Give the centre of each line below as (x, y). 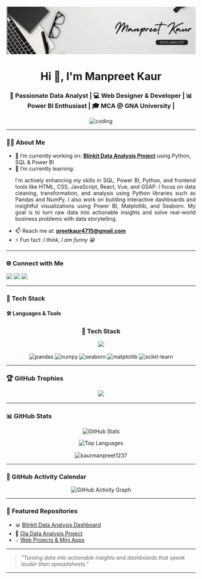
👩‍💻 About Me (26, 142)
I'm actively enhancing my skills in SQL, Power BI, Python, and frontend (105, 180)
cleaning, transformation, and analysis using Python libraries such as (105, 193)
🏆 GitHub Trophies (35, 378)
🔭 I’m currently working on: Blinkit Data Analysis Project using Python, (103, 156)
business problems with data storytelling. (66, 218)
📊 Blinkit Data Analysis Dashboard (58, 525)
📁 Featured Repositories (42, 511)
